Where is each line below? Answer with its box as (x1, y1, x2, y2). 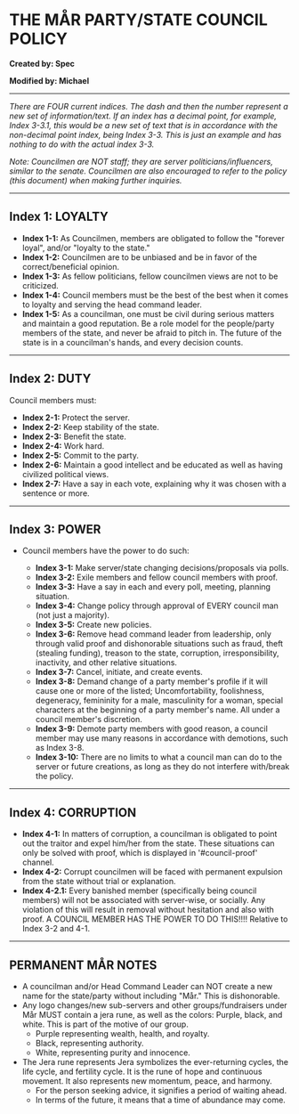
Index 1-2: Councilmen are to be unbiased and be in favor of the (21, 251, 258, 263)
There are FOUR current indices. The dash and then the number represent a (9, 101, 288, 111)
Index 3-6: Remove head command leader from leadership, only (35, 629, 271, 639)
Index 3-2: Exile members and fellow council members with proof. (35, 572, 279, 583)
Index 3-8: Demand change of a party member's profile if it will (35, 676, 269, 687)
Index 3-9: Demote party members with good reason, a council (35, 723, 269, 735)
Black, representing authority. (35, 1038, 144, 1048)
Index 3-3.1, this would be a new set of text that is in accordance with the (9, 119, 279, 130)
